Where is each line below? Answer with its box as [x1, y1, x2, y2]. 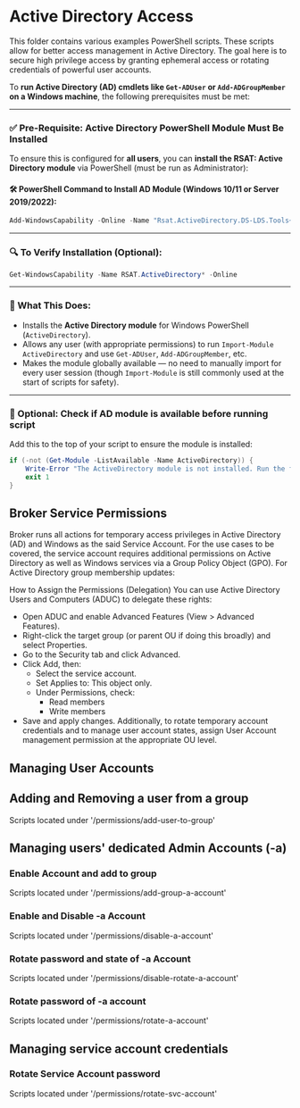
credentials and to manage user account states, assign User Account [21, 725, 277, 736]
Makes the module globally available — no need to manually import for [21, 357, 282, 368]
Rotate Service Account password [9, 1068, 161, 1080]
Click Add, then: [21, 659, 82, 670]
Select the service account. [35, 668, 137, 679]
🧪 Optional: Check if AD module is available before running [9, 407, 269, 420]
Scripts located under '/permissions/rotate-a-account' [9, 1015, 209, 1026]
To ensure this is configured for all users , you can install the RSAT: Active [9, 154, 283, 164]
